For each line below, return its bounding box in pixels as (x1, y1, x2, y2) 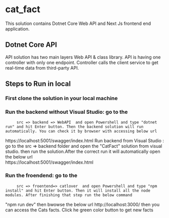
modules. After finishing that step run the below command (5, 192, 133, 198)
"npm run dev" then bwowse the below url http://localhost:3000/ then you (5, 201, 160, 207)
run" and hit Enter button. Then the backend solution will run (5, 124, 144, 130)
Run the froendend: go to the (5, 172, 77, 179)
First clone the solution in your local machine (5, 95, 118, 102)
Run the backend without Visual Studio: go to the (5, 108, 128, 115)
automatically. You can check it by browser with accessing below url (5, 129, 157, 134)
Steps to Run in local (5, 80, 71, 88)
